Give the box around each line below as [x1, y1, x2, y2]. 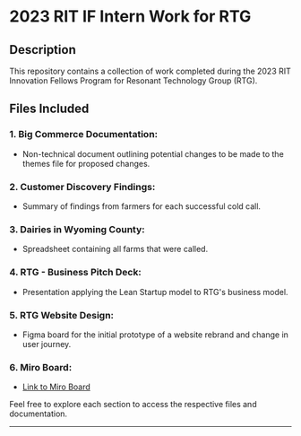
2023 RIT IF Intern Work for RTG [9, 6, 252, 27]
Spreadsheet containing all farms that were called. [21, 244, 209, 255]
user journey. [21, 338, 72, 349]
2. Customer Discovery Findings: [9, 180, 156, 193]
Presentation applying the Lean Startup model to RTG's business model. [21, 286, 288, 297]
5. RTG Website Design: [9, 309, 115, 321]
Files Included [9, 101, 90, 117]
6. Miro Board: [9, 361, 73, 373]
